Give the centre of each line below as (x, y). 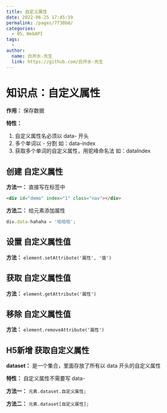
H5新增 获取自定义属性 (48, 350)
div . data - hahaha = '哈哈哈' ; (41, 222)
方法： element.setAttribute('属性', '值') (59, 257)
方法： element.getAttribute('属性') (51, 294)
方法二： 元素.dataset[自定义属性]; (48, 404)
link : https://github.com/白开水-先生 (57, 61)
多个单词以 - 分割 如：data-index (55, 143)
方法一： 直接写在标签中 (36, 187)
